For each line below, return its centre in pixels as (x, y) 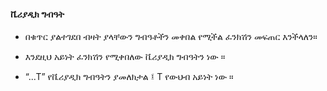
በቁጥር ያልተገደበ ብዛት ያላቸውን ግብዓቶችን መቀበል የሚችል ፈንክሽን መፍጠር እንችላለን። (171, 37)
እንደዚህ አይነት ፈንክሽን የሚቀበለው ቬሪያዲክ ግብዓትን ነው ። (125, 57)
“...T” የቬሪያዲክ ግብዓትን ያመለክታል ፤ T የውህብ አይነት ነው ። (129, 77)
